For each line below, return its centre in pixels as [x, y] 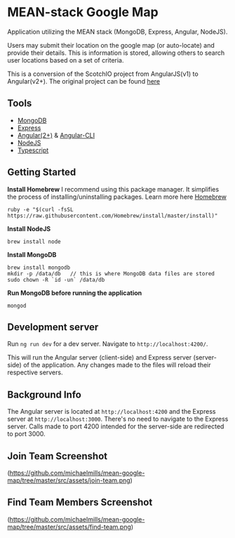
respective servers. [35, 372]
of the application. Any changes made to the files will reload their [117, 365]
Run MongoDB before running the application [75, 293]
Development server [53, 327]
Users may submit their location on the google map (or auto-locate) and [111, 45]
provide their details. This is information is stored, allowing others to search [116, 53]
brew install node [34, 242]
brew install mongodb [39, 268]
